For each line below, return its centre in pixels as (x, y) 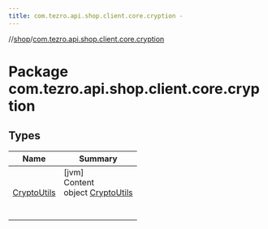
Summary (98, 159)
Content (79, 182)
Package (39, 72)
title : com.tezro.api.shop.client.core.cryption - (96, 16)
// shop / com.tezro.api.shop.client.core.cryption (86, 39)
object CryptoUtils (98, 193)
